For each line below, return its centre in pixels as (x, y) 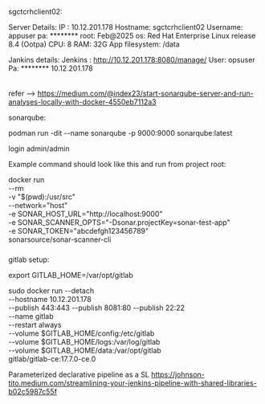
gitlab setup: (29, 259)
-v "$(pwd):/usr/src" (42, 197)
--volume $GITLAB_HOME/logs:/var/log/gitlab (84, 341)
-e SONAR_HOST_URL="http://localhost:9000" (86, 214)
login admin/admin (39, 149)
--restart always (35, 324)
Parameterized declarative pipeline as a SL (79, 374)
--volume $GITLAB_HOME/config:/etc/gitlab (82, 333)
